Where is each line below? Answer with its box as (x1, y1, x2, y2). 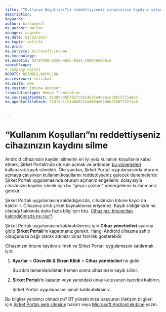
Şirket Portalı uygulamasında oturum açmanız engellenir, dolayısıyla (5, 177, 142, 183)
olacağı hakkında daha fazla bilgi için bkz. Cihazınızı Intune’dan (5, 208, 133, 214)
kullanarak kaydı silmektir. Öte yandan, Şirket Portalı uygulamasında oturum (5, 167, 159, 173)
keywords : (5, 16, 26, 21)
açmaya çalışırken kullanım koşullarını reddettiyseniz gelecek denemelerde (5, 172, 157, 178)
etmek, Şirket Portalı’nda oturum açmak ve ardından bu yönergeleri (5, 161, 142, 167)
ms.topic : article (5, 40, 43, 45)
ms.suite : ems (5, 81, 35, 86)
